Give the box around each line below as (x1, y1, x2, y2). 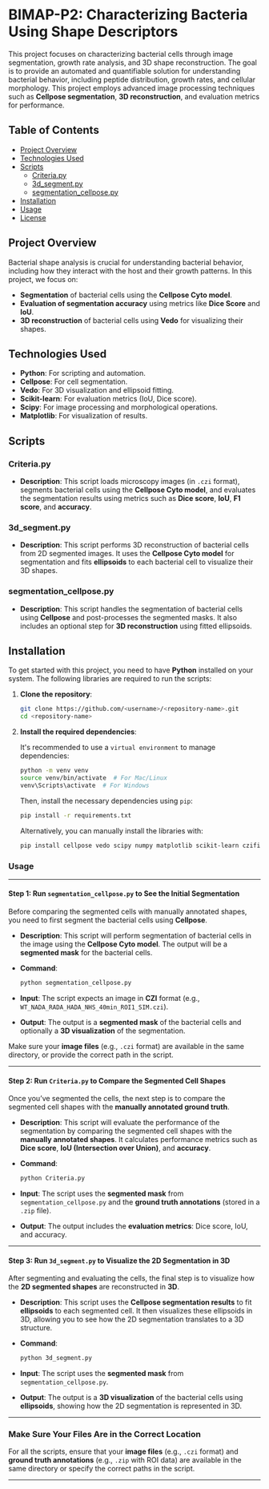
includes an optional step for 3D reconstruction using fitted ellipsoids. (19, 621, 252, 631)
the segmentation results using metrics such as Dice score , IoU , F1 (19, 494, 242, 503)
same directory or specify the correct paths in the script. (8, 1464, 195, 1474)
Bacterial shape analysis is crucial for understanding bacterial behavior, (8, 257, 244, 267)
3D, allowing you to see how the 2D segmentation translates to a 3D (19, 1314, 244, 1324)
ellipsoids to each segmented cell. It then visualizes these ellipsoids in (19, 1306, 253, 1316)
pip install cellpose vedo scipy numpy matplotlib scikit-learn (19, 841, 239, 849)
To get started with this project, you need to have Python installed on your (8, 665, 254, 675)
